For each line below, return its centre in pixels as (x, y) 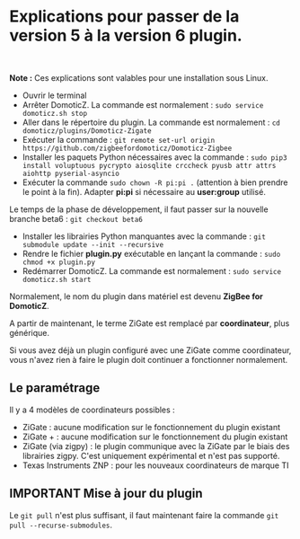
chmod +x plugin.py (59, 262)
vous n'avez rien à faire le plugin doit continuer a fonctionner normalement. (149, 359)
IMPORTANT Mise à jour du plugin (106, 494)
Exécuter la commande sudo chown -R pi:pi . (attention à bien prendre (155, 182)
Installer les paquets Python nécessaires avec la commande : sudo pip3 (154, 157)
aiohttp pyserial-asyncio (71, 173)
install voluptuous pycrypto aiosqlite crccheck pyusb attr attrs (149, 165)
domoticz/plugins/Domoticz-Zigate (87, 131)
